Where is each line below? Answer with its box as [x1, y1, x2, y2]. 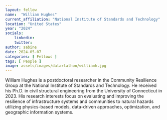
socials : [5, 31, 24, 36]
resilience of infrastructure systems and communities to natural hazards [5, 98, 154, 104]
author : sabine [5, 45, 37, 50]
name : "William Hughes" [5, 12, 57, 17]
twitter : [14, 40, 33, 45]
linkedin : [14, 36, 35, 41]
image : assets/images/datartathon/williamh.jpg [5, 63, 107, 68]
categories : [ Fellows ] [5, 54, 57, 59]
